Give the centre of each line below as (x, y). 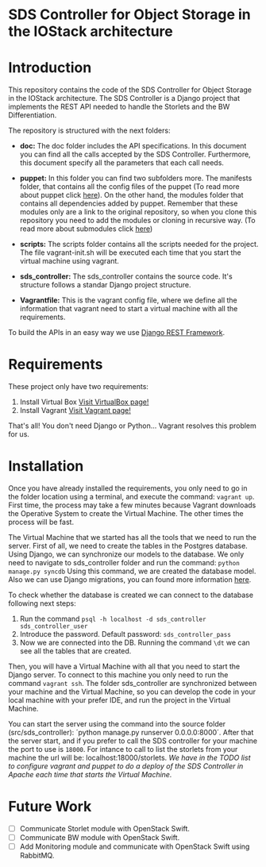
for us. (19, 434)
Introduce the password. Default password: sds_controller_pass (125, 634)
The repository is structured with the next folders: (89, 131)
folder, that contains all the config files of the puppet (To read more (129, 187)
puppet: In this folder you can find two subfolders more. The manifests (136, 178)
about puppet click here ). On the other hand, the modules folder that (131, 195)
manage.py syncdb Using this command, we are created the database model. (132, 571)
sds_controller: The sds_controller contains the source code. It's (126, 276)
